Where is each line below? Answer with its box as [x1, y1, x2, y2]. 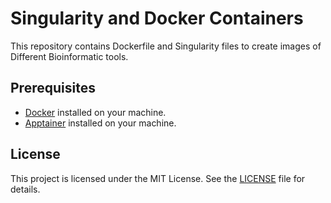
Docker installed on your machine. [24, 106, 167, 118]
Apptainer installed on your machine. [24, 117, 177, 129]
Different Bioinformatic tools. [10, 50, 129, 62]
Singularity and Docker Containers [10, 7, 304, 30]
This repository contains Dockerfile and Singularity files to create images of [10, 40, 322, 52]
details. [10, 183, 41, 195]
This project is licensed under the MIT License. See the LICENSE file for [10, 172, 306, 184]
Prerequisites [10, 80, 96, 97]
